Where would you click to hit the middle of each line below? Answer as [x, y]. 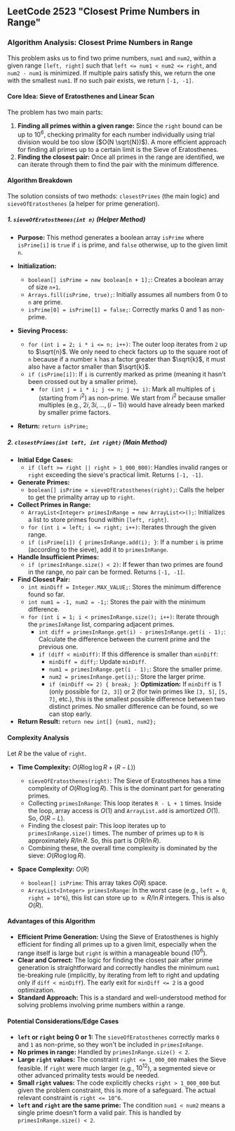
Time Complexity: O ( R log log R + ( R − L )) [76, 767]
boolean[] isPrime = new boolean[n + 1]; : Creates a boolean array [126, 279]
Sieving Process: [42, 331]
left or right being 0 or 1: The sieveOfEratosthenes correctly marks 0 [118, 1037]
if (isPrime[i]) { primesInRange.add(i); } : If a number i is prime [126, 542]
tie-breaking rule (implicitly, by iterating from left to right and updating [118, 975]
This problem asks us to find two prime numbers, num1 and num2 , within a [112, 58]
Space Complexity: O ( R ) [53, 869]
